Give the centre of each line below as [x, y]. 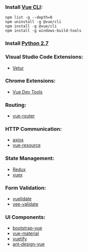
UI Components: [25, 217]
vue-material [25, 233]
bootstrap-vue [27, 228]
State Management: [30, 158]
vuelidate [22, 199]
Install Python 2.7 [27, 43]
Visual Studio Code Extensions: [44, 57]
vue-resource [26, 145]
